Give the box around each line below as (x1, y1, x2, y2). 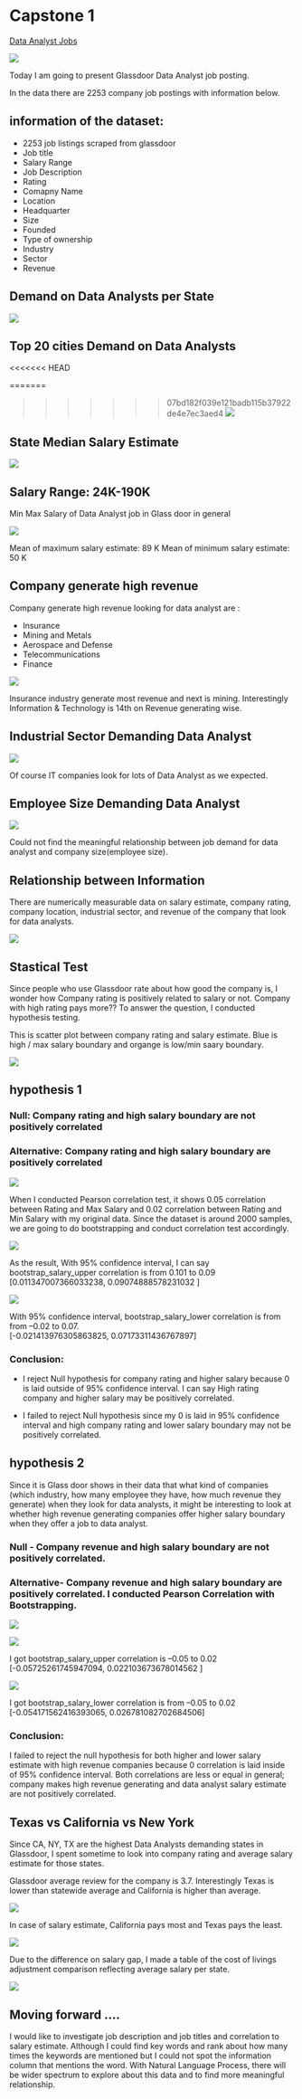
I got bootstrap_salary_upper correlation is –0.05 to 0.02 (9, 1653, 218, 1664)
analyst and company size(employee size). (9, 847, 169, 858)
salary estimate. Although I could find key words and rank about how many (9, 2040, 288, 2051)
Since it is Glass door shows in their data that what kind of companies (9, 1479, 269, 1490)
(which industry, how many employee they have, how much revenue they (9, 1489, 282, 1500)
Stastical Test (9, 959, 89, 974)
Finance (22, 658, 53, 670)
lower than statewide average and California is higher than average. (9, 1885, 261, 1896)
